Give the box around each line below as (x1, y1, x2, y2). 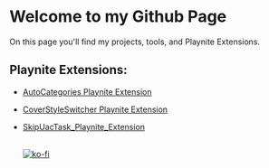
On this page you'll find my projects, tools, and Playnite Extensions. (9, 36, 261, 47)
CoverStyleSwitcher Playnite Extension (22, 104, 168, 115)
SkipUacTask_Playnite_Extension (22, 121, 146, 132)
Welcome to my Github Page (9, 6, 227, 27)
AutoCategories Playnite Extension (22, 86, 152, 97)
